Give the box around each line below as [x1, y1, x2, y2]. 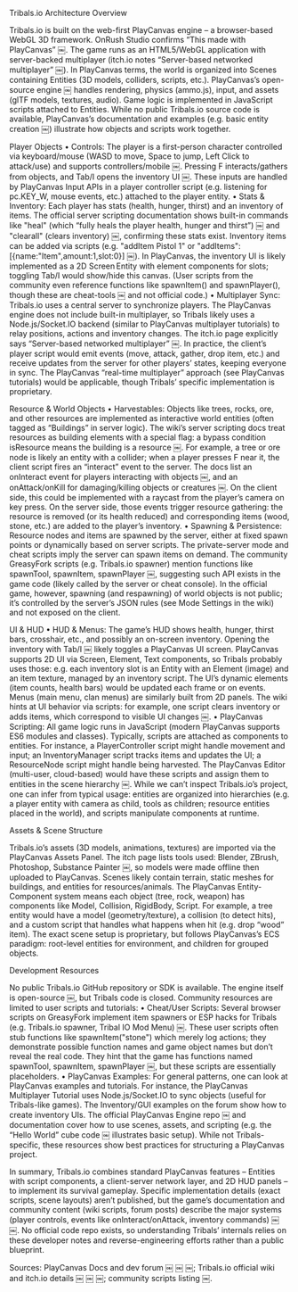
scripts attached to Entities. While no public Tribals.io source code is [9, 104, 261, 114]
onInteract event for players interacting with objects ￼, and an [9, 472, 238, 482]
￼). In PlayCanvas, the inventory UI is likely [126, 251, 286, 261]
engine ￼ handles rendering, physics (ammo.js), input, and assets [36, 85, 279, 95]
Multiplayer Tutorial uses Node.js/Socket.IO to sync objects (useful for [9, 1090, 267, 1100]
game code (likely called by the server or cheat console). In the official [9, 579, 268, 589]
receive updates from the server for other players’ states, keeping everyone [9, 358, 286, 369]
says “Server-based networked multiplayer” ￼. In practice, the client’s [9, 338, 267, 349]
